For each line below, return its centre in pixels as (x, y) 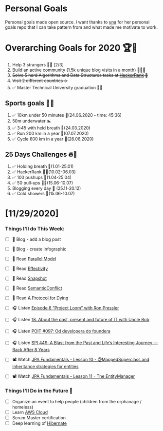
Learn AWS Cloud (30, 412)
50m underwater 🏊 (32, 121)
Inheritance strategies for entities (45, 367)
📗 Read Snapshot (29, 278)
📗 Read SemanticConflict (37, 288)
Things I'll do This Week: (35, 228)
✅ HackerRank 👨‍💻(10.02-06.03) (44, 172)
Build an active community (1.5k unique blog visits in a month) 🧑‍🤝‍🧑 (79, 70)
